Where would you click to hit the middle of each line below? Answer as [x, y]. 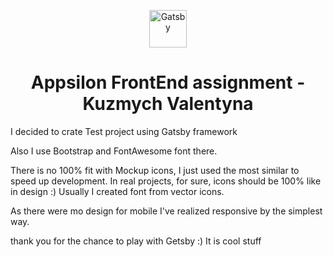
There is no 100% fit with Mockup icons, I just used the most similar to [155, 170]
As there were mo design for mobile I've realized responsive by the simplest [166, 211]
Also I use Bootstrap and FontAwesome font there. [114, 151]
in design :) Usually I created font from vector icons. [117, 191]
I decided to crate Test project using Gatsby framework [124, 131]
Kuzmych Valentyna [168, 104]
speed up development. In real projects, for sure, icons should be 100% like [166, 181]
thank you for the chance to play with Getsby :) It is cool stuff [136, 241]
